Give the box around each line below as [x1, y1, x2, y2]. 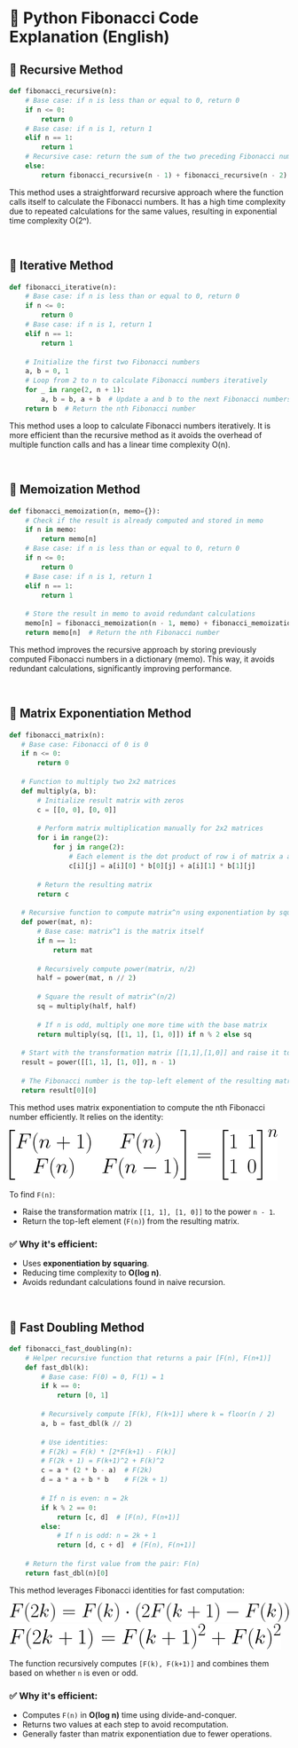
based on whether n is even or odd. [9, 1667, 139, 1678]
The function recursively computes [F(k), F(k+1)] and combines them [9, 1658, 270, 1668]
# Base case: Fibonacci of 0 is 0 [20, 740, 149, 749]
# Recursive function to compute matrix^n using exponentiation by [20, 908, 276, 917]
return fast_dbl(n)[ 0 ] [25, 1569, 109, 1578]
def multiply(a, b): [20, 787, 98, 796]
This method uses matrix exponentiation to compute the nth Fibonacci [9, 1101, 266, 1112]
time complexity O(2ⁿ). [9, 215, 92, 225]
